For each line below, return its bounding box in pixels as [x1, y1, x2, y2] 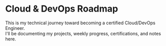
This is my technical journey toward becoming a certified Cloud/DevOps [5, 20, 156, 26]
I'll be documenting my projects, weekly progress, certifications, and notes [5, 30, 161, 36]
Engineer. [5, 25, 25, 31]
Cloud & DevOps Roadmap [5, 3, 118, 15]
